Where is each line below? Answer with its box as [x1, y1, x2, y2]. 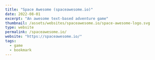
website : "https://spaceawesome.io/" [5, 34, 82, 39]
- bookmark [9, 47, 32, 52]
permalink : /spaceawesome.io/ [5, 30, 67, 34]
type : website [5, 25, 34, 30]
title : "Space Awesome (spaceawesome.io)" [5, 7, 93, 12]
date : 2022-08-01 [5, 12, 41, 16]
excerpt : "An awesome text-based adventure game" [5, 16, 109, 21]
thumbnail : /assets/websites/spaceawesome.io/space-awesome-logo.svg [5, 20, 151, 26]
